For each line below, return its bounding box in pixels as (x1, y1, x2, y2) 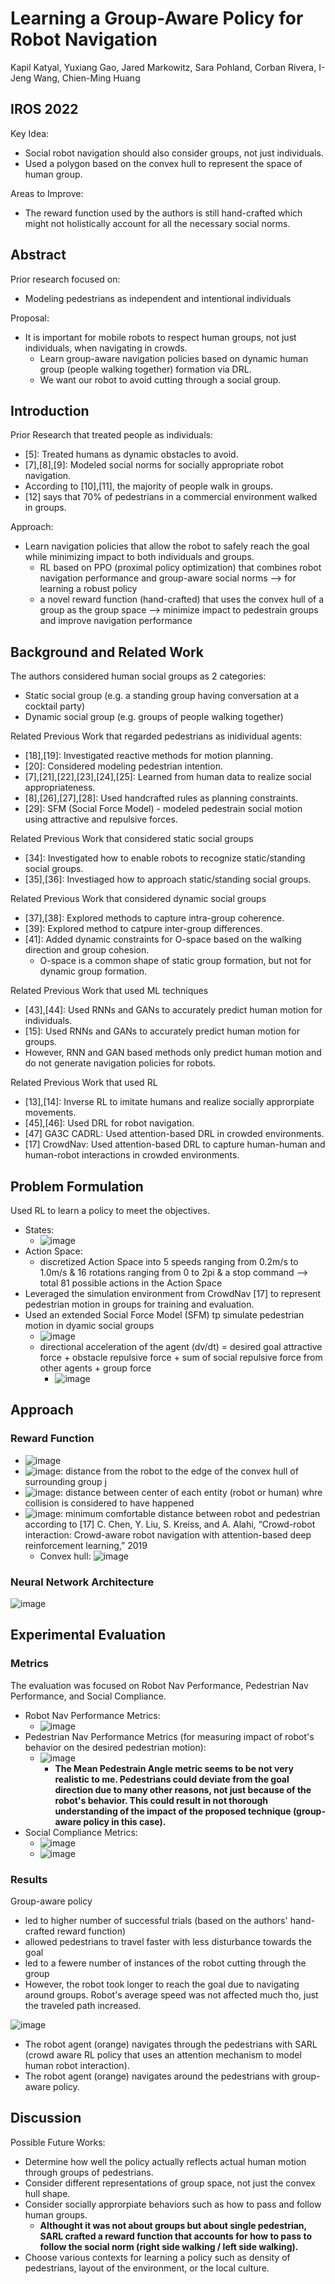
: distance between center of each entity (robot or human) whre (60, 1486, 323, 1498)
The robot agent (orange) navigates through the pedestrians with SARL (24, 2038, 318, 2050)
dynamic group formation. (39, 965, 148, 977)
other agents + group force (39, 1362, 152, 1374)
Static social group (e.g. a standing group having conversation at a (24, 690, 300, 702)
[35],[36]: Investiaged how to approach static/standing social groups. (24, 873, 312, 886)
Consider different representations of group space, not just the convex (24, 2177, 316, 2189)
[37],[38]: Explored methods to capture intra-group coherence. (24, 912, 285, 924)
